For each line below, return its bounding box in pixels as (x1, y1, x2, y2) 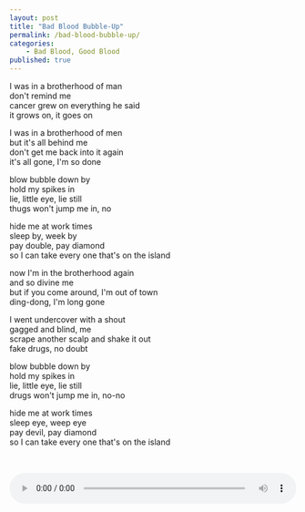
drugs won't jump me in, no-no (9, 390, 126, 401)
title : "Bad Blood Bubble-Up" (9, 22, 125, 31)
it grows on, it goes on (9, 110, 94, 120)
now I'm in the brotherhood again (9, 268, 135, 278)
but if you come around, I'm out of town (9, 287, 158, 297)
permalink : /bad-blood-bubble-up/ (9, 30, 141, 39)
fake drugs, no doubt (9, 343, 88, 353)
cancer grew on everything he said (9, 100, 141, 110)
